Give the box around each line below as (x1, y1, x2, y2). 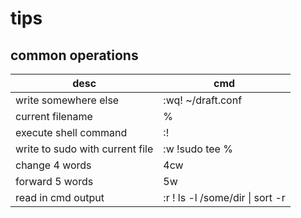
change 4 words (15, 158, 92, 172)
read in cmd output (15, 191, 105, 204)
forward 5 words (15, 175, 94, 188)
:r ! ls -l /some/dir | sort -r (163, 191, 286, 204)
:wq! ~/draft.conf (163, 93, 243, 107)
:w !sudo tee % (163, 142, 233, 156)
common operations (10, 47, 139, 64)
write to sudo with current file (15, 142, 154, 156)
